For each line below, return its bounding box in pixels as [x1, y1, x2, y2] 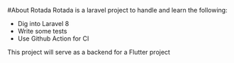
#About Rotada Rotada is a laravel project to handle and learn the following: [7, 6, 228, 14]
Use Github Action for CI [17, 34, 89, 43]
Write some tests [17, 27, 67, 35]
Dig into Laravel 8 [17, 20, 69, 27]
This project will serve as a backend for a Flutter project [7, 48, 170, 56]
